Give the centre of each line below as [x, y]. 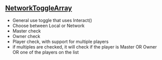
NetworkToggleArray [39, 8]
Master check [26, 31]
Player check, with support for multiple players [60, 41]
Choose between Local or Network [48, 25]
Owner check [26, 36]
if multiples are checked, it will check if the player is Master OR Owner [84, 46]
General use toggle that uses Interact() [52, 20]
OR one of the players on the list [45, 52]
